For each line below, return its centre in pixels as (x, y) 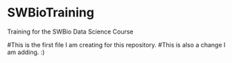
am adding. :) (26, 52)
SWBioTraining (51, 13)
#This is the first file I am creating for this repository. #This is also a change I (116, 45)
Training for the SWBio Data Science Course (70, 32)
